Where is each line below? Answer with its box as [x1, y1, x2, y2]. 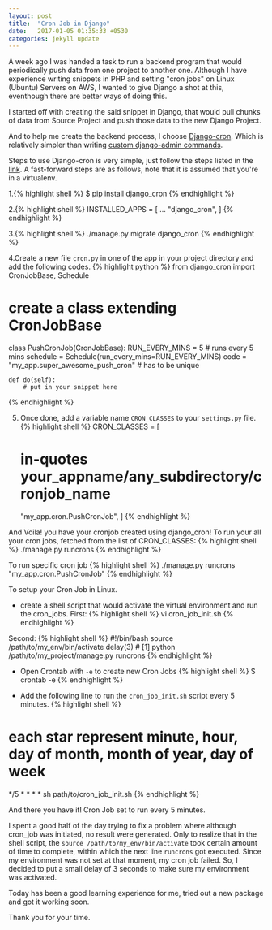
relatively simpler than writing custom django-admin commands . [8, 140, 223, 150]
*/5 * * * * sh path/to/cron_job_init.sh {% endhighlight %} [8, 789, 200, 799]
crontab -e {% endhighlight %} [19, 675, 124, 685]
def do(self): [8, 376, 57, 384]
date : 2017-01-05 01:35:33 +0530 [8, 27, 129, 35]
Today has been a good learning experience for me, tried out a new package [8, 889, 264, 898]
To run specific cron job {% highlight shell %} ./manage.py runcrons [8, 560, 236, 570]
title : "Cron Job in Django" [8, 19, 111, 28]
